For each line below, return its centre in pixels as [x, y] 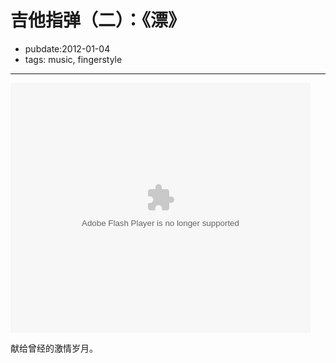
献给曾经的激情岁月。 [54, 348]
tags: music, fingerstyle [73, 59]
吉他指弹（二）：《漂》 [98, 20]
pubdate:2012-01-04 [67, 48]
